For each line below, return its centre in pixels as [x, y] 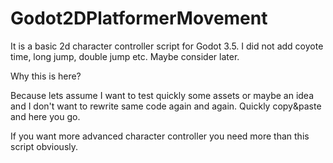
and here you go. [45, 116]
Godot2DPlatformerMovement [139, 18]
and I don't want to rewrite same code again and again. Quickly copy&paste [166, 106]
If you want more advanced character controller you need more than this [160, 136]
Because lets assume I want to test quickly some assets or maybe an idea [162, 95]
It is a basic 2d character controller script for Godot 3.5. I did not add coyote [167, 46]
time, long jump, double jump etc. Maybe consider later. [125, 56]
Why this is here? [46, 76]
